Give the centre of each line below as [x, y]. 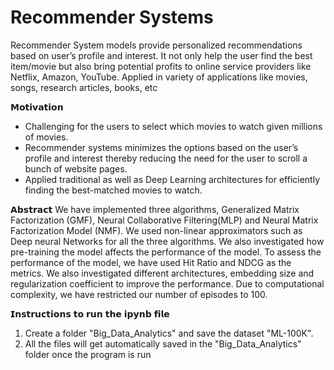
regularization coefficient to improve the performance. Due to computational [167, 283]
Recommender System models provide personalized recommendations [156, 45]
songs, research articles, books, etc [84, 87]
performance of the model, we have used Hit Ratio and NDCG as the [151, 262]
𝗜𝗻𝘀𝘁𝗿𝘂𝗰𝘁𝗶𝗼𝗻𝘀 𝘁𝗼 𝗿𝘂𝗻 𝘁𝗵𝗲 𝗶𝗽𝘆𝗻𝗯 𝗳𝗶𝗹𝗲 [90, 313]
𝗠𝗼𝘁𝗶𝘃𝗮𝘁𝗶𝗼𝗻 [37, 107]
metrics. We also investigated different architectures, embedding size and [162, 273]
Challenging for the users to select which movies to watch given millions [173, 126]
